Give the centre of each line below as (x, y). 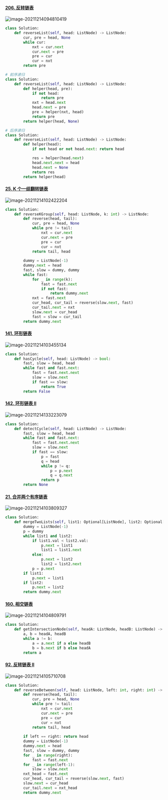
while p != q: (56, 466)
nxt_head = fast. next (46, 774)
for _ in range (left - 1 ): (49, 765)
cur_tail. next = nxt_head (50, 788)
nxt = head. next (49, 103)
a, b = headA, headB (45, 634)
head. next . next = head (56, 163)
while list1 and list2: (48, 536)
